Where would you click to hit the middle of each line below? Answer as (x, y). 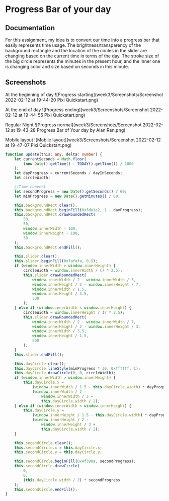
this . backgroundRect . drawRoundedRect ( (55, 215)
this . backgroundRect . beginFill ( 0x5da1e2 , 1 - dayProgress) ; (78, 210)
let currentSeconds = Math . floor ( (50, 159)
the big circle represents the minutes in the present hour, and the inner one (83, 61)
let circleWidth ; (32, 178)
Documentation (30, 28)
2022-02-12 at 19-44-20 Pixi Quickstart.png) (52, 100)
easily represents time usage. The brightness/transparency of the (73, 45)
